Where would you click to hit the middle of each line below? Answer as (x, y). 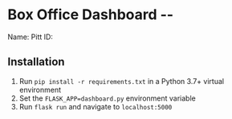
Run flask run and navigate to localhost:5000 (96, 106)
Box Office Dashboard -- (91, 15)
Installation (36, 62)
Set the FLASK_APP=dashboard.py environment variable (107, 98)
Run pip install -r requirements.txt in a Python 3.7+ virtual (122, 81)
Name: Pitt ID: (31, 37)
